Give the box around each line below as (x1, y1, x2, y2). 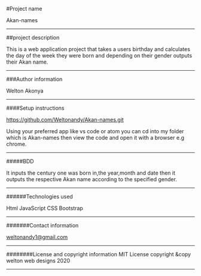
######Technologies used (6, 193, 73, 200)
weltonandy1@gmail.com (6, 233, 68, 241)
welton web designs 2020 (6, 257, 71, 264)
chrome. (6, 140, 27, 148)
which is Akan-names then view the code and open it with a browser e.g (6, 134, 184, 141)
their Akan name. (6, 58, 48, 65)
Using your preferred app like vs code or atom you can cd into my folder (6, 128, 184, 134)
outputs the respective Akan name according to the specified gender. (6, 176, 178, 182)
